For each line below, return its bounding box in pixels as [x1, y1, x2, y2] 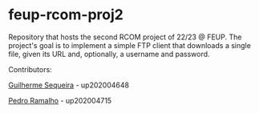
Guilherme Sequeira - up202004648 [8, 80, 130, 90]
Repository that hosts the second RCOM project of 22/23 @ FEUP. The [8, 32, 242, 42]
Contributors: [8, 64, 52, 74]
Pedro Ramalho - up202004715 [8, 95, 112, 105]
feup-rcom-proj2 [8, 6, 124, 24]
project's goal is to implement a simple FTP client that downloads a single [8, 40, 251, 50]
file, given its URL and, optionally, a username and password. [8, 49, 210, 59]
